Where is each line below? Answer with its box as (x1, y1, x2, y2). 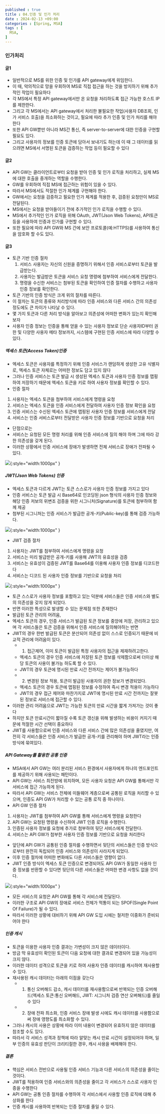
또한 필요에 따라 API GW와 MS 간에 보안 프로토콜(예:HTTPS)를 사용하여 (12, 225, 151, 231)
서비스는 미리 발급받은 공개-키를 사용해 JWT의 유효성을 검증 (12, 554, 128, 560)
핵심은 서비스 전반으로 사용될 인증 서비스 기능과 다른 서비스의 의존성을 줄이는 (12, 1067, 160, 1072)
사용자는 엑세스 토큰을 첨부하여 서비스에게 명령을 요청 (12, 396, 115, 402)
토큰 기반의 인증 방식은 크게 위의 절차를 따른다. (12, 292, 102, 298)
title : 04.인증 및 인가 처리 (5, 12, 60, 17)
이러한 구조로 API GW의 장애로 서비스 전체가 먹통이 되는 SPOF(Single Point (12, 900, 159, 906)
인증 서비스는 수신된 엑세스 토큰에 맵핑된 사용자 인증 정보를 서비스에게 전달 (12, 409, 156, 415)
